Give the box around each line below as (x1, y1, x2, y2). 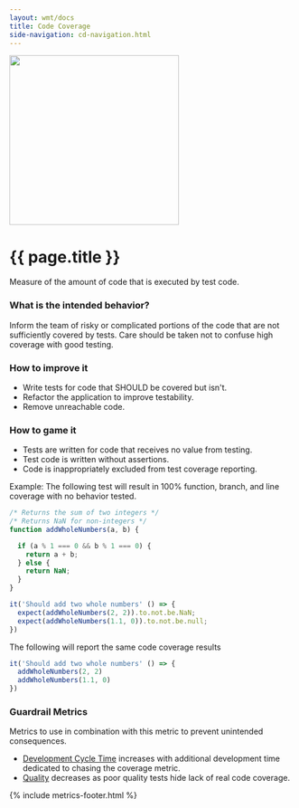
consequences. (9, 736, 68, 746)
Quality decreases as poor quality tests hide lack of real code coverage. (22, 773, 291, 784)
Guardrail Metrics (9, 706, 89, 718)
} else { (17, 558, 51, 567)
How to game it (9, 423, 77, 436)
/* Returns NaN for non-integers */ (9, 517, 147, 526)
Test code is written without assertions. (22, 454, 170, 465)
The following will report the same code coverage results (9, 642, 221, 652)
